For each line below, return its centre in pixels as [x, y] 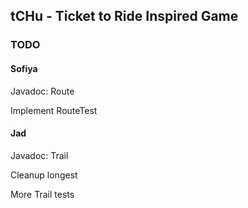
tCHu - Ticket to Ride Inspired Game [124, 16]
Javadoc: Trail [39, 155]
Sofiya [24, 68]
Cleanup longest [44, 175]
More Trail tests [42, 194]
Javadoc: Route [42, 91]
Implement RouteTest [54, 110]
